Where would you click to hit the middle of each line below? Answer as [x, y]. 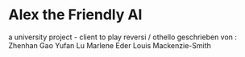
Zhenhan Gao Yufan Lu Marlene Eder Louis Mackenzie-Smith [110, 45]
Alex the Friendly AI [75, 15]
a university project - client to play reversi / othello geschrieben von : [123, 37]
